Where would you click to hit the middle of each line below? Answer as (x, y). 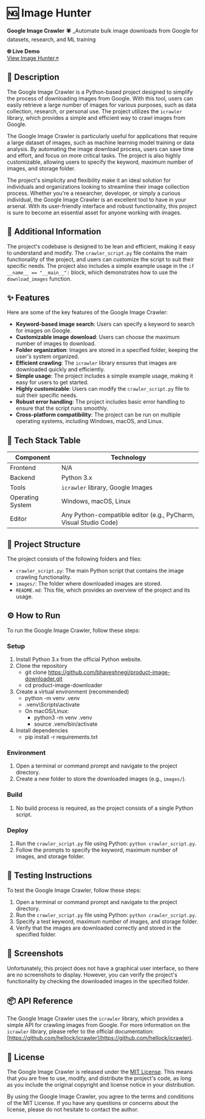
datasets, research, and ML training (51, 39)
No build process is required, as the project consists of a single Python (104, 808)
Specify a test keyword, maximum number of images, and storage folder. (107, 921)
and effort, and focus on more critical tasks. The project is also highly (94, 155)
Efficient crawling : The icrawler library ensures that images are (96, 363)
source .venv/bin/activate (66, 724)
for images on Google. (43, 331)
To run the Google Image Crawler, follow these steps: (74, 630)
